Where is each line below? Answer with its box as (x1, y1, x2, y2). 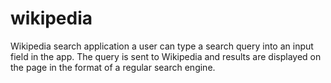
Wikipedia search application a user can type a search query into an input (10, 40, 314, 52)
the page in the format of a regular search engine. (10, 61, 216, 73)
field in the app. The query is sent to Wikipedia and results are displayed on (10, 50, 322, 62)
